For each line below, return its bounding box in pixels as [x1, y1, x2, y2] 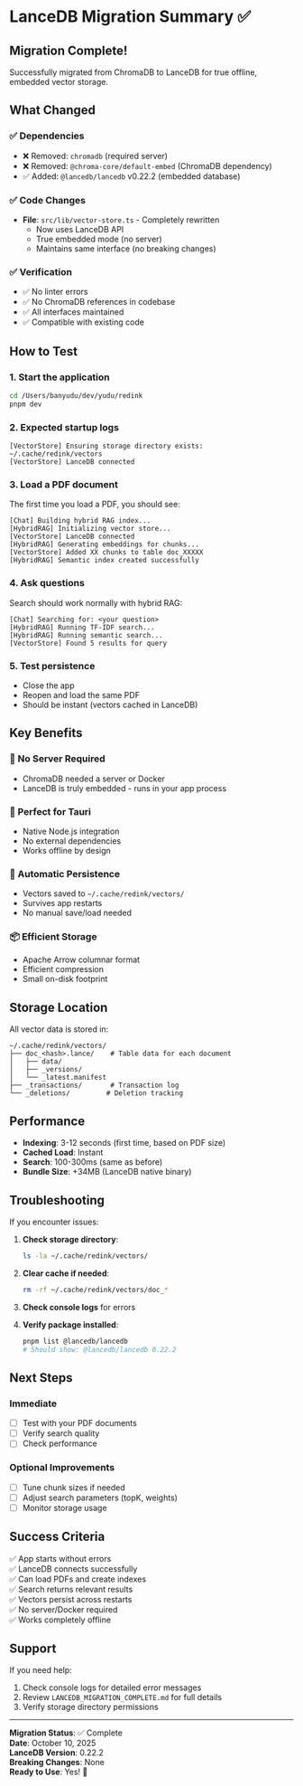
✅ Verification [9, 265, 72, 278]
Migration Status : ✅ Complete [9, 1727, 124, 1738]
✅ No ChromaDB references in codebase [22, 297, 176, 307]
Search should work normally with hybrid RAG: [9, 597, 183, 608]
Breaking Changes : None [9, 1757, 106, 1768]
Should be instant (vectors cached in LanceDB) [22, 699, 198, 710]
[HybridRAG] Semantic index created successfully [9, 556, 200, 565]
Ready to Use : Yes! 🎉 [9, 1766, 88, 1778]
